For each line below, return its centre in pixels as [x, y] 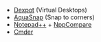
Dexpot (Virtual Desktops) [50, 10]
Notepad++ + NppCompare [53, 24]
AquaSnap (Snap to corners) [54, 17]
